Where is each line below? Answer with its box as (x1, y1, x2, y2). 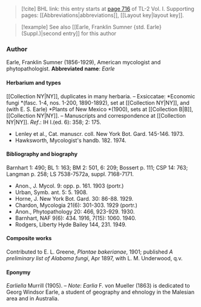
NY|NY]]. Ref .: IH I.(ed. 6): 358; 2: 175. (6, 118, 102, 126)
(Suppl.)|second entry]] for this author (21, 30, 117, 37)
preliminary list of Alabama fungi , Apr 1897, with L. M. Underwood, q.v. (6, 254, 183, 261)
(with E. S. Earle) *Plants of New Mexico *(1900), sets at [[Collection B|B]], (6, 106, 194, 113)
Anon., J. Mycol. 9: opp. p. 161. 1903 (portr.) (15, 182, 124, 189)
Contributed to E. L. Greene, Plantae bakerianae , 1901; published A (6, 248, 173, 255)
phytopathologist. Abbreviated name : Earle (6, 65, 115, 72)
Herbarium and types (6, 79, 62, 86)
